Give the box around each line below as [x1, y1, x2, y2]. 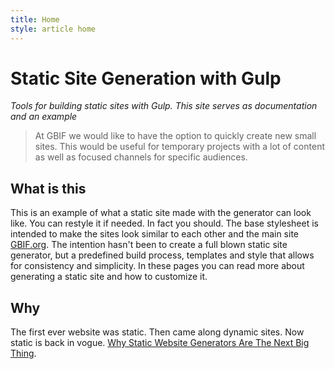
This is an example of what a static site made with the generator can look [10, 207, 312, 219]
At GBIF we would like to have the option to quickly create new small [34, 130, 317, 142]
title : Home [10, 14, 60, 25]
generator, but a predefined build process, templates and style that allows [10, 249, 315, 261]
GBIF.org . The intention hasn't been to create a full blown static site [10, 239, 288, 251]
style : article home [10, 24, 97, 34]
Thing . [10, 347, 37, 360]
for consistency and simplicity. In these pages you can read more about [10, 260, 305, 272]
